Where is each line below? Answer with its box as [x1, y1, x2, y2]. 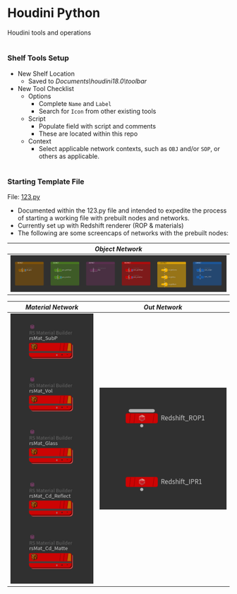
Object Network [95, 244, 142, 253]
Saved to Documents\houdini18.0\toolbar [28, 76, 147, 85]
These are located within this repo [38, 129, 138, 138]
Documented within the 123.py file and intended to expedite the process [17, 206, 227, 215]
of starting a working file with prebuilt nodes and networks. [17, 214, 190, 222]
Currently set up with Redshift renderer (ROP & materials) [17, 221, 184, 230]
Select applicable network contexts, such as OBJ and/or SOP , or [38, 144, 221, 153]
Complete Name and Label [38, 99, 111, 107]
